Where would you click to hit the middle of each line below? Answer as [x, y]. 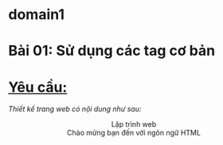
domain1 [37, 15]
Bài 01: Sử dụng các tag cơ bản [112, 51]
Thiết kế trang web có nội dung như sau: [75, 109]
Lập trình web [134, 124]
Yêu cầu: [38, 87]
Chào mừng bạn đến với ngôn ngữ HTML [134, 133]
